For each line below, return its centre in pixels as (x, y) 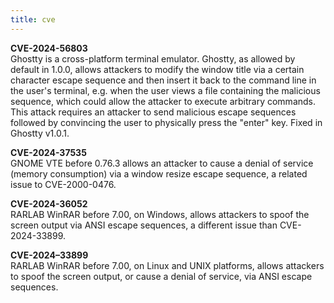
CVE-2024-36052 (49, 203)
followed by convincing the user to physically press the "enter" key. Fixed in (166, 122)
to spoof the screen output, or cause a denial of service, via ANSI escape (161, 276)
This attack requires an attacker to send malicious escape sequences (153, 112)
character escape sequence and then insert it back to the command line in (163, 80)
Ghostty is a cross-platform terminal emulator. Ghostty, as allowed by (153, 58)
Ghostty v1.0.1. (40, 133)
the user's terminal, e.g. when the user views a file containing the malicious (165, 90)
